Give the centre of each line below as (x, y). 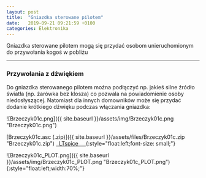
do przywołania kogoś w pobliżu (47, 52)
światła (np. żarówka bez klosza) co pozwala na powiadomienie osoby (95, 94)
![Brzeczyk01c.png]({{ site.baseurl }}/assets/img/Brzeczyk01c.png (90, 118)
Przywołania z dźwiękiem (45, 74)
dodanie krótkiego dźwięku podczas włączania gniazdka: (78, 106)
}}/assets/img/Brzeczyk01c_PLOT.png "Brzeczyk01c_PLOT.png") (88, 161)
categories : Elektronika (37, 29)
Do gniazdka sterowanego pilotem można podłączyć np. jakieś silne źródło (101, 87)
